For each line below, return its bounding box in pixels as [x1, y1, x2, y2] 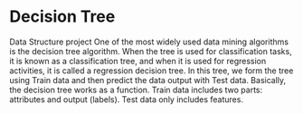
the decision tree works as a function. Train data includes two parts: [9, 84, 263, 95]
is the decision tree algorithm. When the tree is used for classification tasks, [9, 45, 292, 56]
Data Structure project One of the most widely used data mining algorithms [9, 36, 289, 47]
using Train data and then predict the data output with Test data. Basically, [9, 74, 287, 85]
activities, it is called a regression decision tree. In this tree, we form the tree [9, 65, 294, 76]
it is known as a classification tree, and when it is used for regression [9, 55, 267, 66]
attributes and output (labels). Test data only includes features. [9, 93, 244, 105]
